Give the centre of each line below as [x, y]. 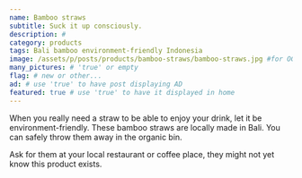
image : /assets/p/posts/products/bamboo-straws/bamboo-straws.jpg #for [146, 59]
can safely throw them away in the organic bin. [96, 137]
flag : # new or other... [56, 76]
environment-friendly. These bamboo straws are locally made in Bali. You [145, 127]
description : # [38, 34]
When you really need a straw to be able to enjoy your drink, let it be [136, 118]
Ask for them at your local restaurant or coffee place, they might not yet [142, 154]
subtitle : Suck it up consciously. [76, 26]
